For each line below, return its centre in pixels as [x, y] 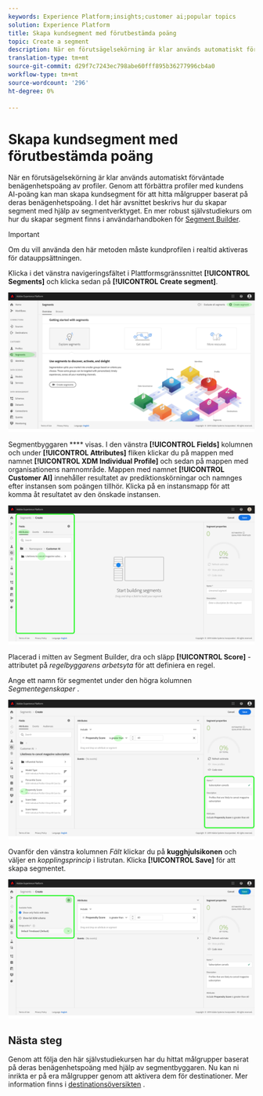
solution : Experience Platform [59, 25]
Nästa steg [35, 1040]
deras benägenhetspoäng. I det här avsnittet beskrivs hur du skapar [117, 203]
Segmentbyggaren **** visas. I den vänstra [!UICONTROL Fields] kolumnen [130, 444]
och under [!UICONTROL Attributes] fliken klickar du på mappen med [121, 452]
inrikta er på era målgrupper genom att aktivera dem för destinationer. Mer [128, 1076]
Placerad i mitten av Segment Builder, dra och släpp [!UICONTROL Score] [127, 657]
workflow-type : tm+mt [43, 75]
